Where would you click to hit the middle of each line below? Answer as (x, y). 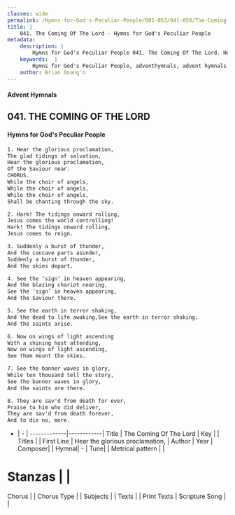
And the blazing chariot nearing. (58, 285)
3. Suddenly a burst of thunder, (56, 247)
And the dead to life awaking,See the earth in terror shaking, (103, 317)
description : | (42, 46)
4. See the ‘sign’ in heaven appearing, (67, 279)
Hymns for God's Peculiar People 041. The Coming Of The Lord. (126, 53)
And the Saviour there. (42, 298)
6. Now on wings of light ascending (60, 336)
